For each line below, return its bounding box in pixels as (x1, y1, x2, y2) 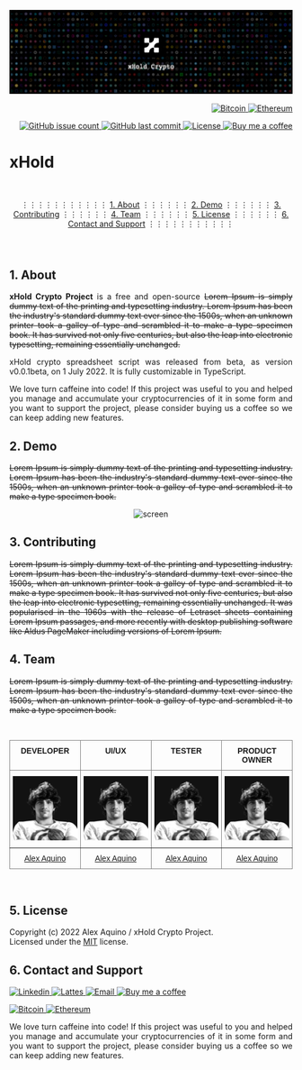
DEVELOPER (21, 745, 70, 755)
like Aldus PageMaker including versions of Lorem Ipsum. (9, 626, 222, 636)
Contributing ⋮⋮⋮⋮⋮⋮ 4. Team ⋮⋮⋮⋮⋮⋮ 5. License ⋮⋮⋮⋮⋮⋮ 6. (13, 208, 289, 219)
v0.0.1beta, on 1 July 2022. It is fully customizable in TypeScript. (9, 366, 246, 377)
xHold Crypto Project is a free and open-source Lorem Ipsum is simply (9, 291, 293, 302)
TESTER (170, 745, 202, 755)
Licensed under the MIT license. (9, 937, 129, 947)
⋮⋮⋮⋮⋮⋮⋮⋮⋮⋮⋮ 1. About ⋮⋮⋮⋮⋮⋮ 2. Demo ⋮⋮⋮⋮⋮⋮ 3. (21, 199, 281, 210)
